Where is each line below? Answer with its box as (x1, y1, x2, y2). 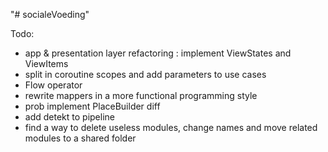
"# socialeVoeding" (10, 9, 90, 20)
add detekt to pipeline (24, 111, 115, 123)
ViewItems (24, 58, 69, 69)
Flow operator (24, 79, 83, 91)
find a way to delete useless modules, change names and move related (24, 122, 318, 133)
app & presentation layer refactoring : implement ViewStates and (24, 47, 292, 59)
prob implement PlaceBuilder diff (24, 100, 161, 112)
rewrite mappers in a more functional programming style (24, 90, 258, 101)
